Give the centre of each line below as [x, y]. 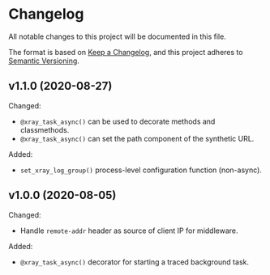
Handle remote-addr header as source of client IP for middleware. [129, 231]
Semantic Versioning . [44, 61]
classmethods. [45, 129]
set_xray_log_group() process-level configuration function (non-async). [141, 170]
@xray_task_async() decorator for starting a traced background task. [135, 262]
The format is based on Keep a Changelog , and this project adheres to [126, 52]
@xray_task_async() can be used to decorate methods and [118, 121]
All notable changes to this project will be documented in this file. [118, 36]
